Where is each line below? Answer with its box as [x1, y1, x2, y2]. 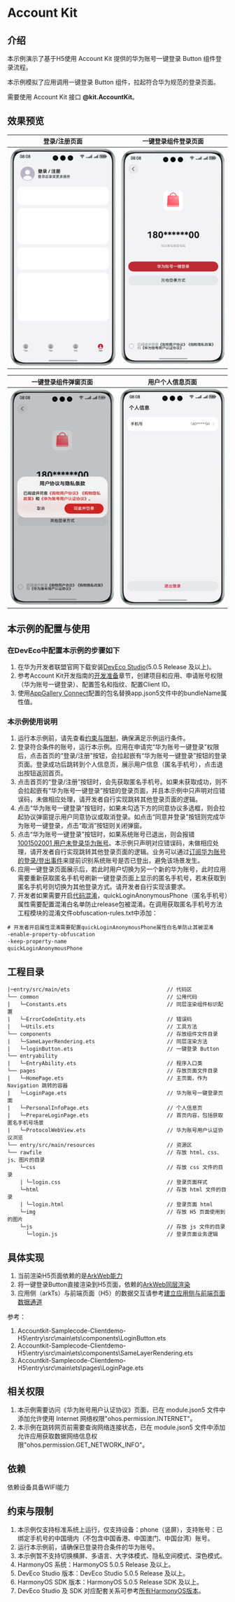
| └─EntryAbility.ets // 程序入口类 [7, 1060, 203, 1067]
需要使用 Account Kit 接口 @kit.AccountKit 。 [7, 93, 138, 101]
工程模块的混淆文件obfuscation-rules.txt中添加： [17, 909, 159, 917]
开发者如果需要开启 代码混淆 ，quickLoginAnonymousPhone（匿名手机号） [17, 892, 228, 900]
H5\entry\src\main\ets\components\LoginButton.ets [17, 1334, 166, 1343]
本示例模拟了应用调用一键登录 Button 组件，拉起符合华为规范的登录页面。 [7, 78, 220, 86]
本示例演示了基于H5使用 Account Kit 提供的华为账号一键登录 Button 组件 [7, 55, 216, 62]
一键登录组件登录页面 [142, 137, 204, 145]
